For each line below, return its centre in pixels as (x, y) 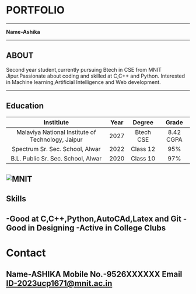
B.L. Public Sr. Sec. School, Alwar (56, 158)
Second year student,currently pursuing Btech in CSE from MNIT (84, 69)
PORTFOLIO (36, 10)
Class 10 (143, 158)
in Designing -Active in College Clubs (97, 228)
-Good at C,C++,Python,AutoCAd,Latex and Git (94, 218)
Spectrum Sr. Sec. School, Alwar (56, 149)
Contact (26, 253)
